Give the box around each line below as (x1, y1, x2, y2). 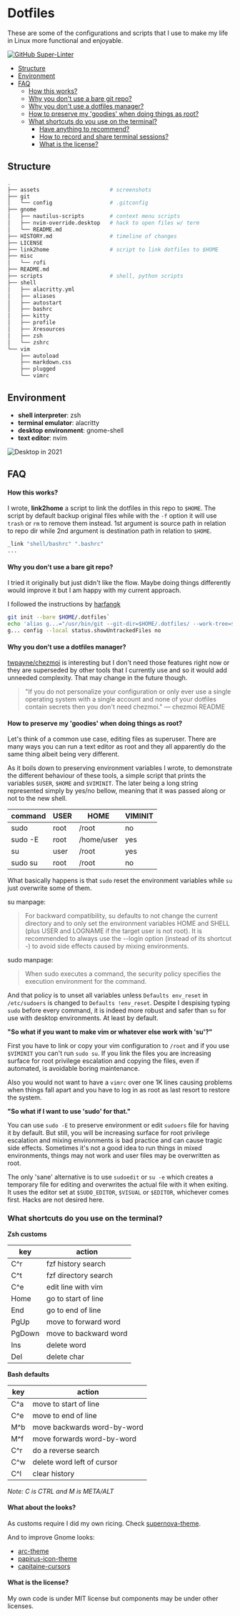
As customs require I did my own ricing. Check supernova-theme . (7, 1519, 201, 1527)
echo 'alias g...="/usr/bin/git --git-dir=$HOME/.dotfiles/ (7, 620, 191, 628)
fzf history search (46, 1259, 106, 1269)
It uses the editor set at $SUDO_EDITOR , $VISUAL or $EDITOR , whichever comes (7, 1188, 229, 1197)
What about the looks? (7, 1503, 76, 1512)
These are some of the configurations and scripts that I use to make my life (7, 29, 229, 37)
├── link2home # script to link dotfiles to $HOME (7, 246, 219, 253)
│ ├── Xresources (7, 326, 66, 333)
